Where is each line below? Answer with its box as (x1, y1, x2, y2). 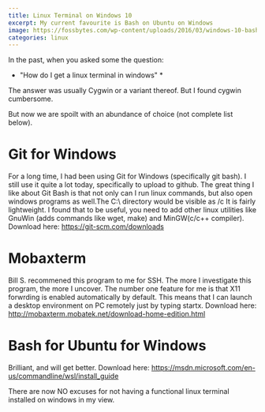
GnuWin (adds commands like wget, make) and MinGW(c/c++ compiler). (8, 214, 244, 223)
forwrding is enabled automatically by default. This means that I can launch (8, 293, 252, 302)
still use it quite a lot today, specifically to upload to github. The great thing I (8, 180, 255, 189)
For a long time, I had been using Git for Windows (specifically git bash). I (8, 171, 247, 182)
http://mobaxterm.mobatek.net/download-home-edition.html (8, 309, 206, 319)
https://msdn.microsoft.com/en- (151, 363, 256, 373)
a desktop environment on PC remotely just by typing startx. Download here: (8, 301, 257, 310)
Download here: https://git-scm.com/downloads (8, 222, 164, 231)
